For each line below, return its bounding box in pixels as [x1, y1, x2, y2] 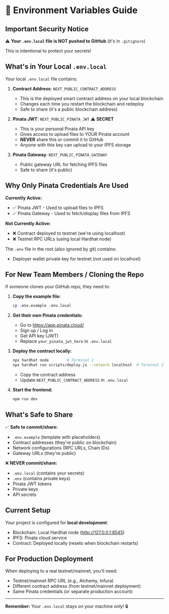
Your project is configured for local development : [5, 520, 108, 526]
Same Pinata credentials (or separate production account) [12, 588, 133, 595]
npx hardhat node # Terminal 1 [12, 358, 94, 363]
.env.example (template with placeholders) [12, 434, 101, 440]
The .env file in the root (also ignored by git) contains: [5, 246, 117, 252]
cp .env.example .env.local [12, 303, 71, 309]
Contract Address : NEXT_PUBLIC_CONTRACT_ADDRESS [12, 85, 117, 91]
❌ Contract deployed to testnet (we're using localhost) [12, 230, 126, 236]
